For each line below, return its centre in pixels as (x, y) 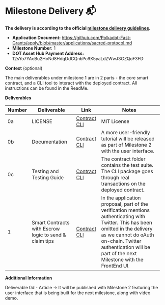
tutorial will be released (128, 139)
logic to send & (49, 235)
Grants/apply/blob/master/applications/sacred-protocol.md (72, 43)
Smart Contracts (51, 223)
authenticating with (123, 216)
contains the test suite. (127, 165)
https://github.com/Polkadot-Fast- (96, 38)
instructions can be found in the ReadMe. (47, 88)
